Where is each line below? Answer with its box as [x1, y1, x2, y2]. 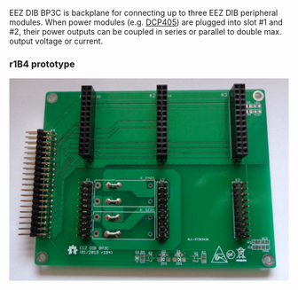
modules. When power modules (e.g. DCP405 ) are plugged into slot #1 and [9, 17, 284, 27]
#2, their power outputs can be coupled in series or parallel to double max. [9, 27, 282, 36]
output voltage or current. [9, 35, 104, 46]
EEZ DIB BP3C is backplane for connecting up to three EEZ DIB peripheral [9, 8, 278, 18]
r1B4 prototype [9, 58, 75, 70]
